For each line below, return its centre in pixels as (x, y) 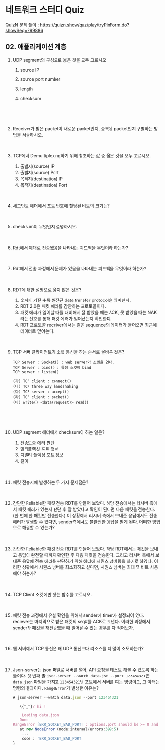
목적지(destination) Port (44, 185)
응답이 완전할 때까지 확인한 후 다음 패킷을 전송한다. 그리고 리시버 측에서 (86, 555)
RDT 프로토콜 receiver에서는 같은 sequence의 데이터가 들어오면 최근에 (88, 325)
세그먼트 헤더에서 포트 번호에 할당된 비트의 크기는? (61, 206)
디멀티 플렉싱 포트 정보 (42, 455)
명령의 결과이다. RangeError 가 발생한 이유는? (55, 688)
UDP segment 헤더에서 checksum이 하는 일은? (58, 432)
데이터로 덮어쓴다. (37, 331)
